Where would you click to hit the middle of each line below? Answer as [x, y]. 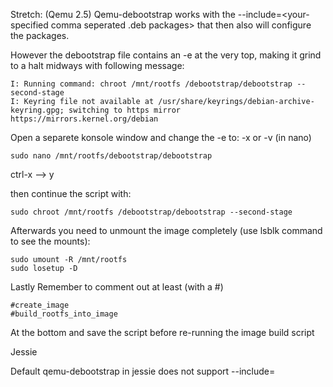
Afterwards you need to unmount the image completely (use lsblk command [166, 230]
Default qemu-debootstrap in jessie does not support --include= [143, 371]
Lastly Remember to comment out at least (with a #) [117, 287]
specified [29, 25]
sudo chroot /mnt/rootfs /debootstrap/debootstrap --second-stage [151, 212]
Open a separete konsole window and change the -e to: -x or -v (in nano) [161, 137]
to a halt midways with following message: [97, 65]
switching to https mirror [125, 110]
